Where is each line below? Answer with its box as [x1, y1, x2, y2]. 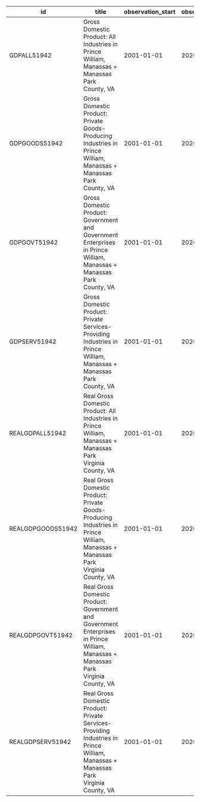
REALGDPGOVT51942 [9, 631, 73, 639]
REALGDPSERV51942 [9, 738, 71, 746]
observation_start [124, 8, 176, 16]
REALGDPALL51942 [9, 429, 67, 437]
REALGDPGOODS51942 [9, 525, 78, 532]
